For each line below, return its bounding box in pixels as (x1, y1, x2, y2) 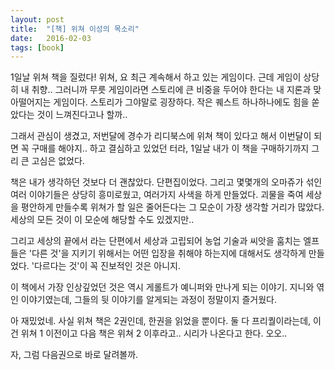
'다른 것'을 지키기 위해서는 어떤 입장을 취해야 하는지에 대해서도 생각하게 (28, 247, 307, 260)
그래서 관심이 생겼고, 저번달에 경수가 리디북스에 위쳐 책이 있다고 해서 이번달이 (10, 130, 312, 142)
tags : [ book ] (10, 42, 65, 53)
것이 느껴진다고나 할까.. (36, 109, 128, 121)
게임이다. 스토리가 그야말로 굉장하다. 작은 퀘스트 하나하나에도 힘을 (53, 96, 310, 108)
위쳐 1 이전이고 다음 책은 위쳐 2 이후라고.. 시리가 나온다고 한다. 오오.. (20, 327, 288, 340)
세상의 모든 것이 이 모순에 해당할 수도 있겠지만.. (10, 214, 195, 226)
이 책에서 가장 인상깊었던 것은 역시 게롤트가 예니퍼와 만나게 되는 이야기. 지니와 (10, 281, 315, 293)
